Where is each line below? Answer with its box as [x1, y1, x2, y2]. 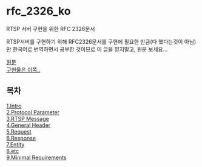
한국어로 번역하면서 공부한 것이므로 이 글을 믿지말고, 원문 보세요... [12, 46, 168, 53]
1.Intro [6, 102, 22, 109]
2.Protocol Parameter [6, 108, 59, 116]
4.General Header [6, 121, 51, 129]
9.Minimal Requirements [6, 154, 67, 161]
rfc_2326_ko [6, 4, 71, 18]
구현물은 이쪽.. [6, 66, 41, 73]
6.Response [6, 134, 36, 141]
